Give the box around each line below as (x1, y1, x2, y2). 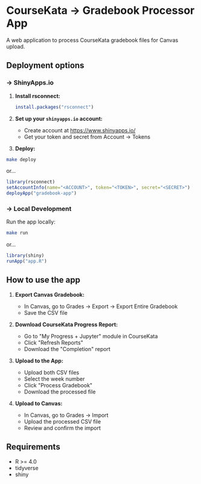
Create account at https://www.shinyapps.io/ (24, 126, 136, 134)
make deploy (6, 156, 36, 163)
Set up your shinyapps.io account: (14, 115, 103, 122)
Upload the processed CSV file (24, 418, 101, 425)
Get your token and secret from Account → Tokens (24, 133, 151, 140)
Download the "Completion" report (24, 345, 110, 352)
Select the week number (24, 375, 85, 382)
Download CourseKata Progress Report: (14, 321, 118, 328)
